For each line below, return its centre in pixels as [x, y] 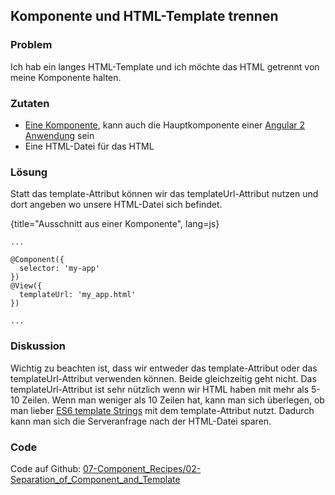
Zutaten [30, 103]
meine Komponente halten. [66, 77]
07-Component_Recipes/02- [142, 468]
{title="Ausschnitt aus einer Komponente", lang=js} [115, 224]
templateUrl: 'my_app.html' [78, 295]
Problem [31, 45]
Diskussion [38, 346]
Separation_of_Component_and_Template [95, 479]
